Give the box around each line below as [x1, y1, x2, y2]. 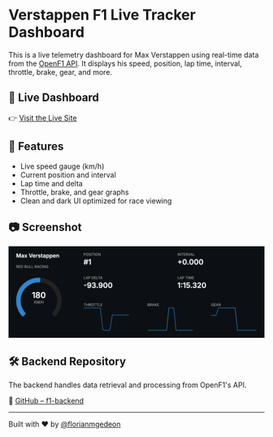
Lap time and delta [19, 178, 83, 188]
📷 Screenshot [8, 220, 83, 234]
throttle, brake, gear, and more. [8, 67, 112, 76]
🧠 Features [8, 140, 64, 154]
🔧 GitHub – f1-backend [8, 396, 84, 406]
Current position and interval [19, 169, 116, 180]
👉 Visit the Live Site [8, 112, 77, 123]
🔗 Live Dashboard [8, 91, 99, 105]
